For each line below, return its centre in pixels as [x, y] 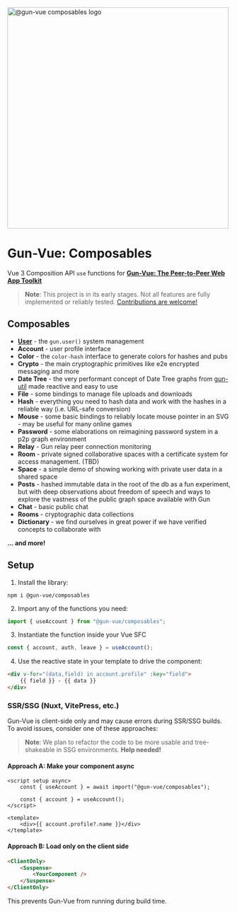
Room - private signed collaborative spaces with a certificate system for [123, 454]
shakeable [40, 750]
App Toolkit [25, 280]
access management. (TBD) [58, 461]
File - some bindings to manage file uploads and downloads [105, 394]
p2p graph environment [52, 439]
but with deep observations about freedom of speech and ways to [114, 491]
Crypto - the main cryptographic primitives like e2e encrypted [108, 363]
